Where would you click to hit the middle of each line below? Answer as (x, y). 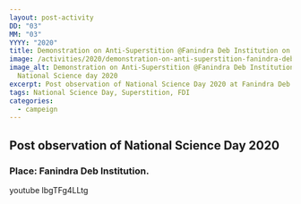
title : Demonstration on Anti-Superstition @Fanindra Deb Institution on (150, 51)
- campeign (38, 109)
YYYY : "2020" (34, 42)
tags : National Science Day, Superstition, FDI (100, 92)
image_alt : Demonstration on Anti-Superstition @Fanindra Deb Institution (152, 68)
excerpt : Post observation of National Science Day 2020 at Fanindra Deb (150, 84)
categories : (31, 101)
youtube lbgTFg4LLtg (49, 190)
